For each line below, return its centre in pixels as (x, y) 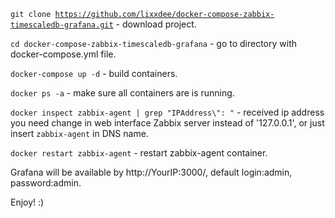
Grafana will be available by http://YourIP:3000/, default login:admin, (151, 172)
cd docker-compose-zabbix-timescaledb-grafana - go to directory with (154, 43)
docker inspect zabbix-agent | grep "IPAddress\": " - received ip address (167, 112)
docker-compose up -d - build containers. (94, 73)
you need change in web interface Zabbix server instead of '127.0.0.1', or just (167, 123)
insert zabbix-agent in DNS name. (79, 133)
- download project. (156, 24)
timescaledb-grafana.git (62, 25)
